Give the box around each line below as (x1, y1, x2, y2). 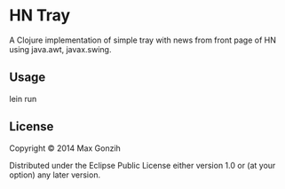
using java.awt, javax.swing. (9, 43, 112, 54)
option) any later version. (9, 169, 100, 180)
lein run (9, 93, 37, 104)
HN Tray (9, 5, 71, 26)
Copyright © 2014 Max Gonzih (9, 143, 122, 154)
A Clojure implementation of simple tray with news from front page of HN (9, 35, 277, 45)
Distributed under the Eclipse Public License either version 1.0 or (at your (9, 160, 276, 170)
